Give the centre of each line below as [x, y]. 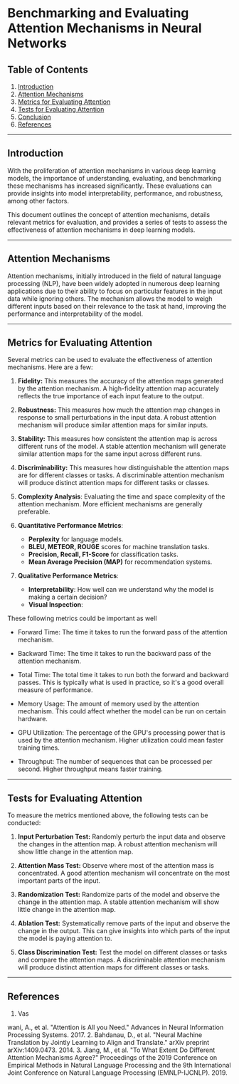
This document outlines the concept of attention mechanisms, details [109, 214]
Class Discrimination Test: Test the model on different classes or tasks [122, 952]
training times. [39, 748]
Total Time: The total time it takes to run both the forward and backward [123, 675]
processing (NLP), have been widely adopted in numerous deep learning [114, 283]
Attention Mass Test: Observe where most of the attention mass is [116, 866]
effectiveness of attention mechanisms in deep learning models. [101, 230]
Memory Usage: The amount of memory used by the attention [108, 704]
